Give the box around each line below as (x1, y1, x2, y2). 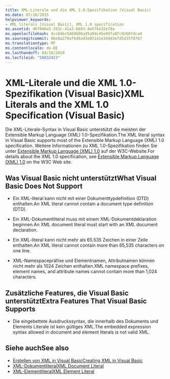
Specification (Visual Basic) (5, 109, 125, 121)
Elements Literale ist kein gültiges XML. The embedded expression (12, 323, 151, 329)
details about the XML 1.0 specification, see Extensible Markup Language (5, 154, 159, 160)
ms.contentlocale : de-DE (5, 45, 58, 51)
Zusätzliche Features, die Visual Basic (5, 289, 129, 297)
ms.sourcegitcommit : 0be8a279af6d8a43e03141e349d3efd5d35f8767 (5, 36, 143, 41)
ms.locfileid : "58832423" (5, 55, 60, 60)
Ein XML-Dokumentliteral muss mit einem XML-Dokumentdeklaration (12, 216, 157, 222)
